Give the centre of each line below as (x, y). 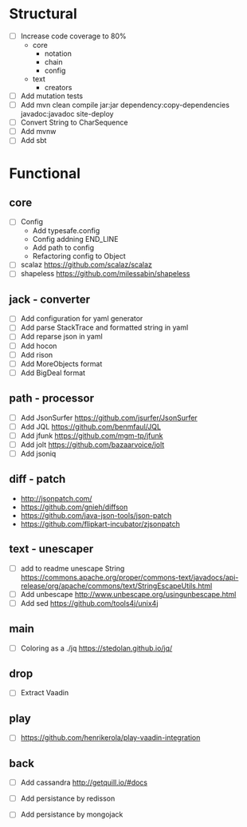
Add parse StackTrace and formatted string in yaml (104, 327)
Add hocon (39, 346)
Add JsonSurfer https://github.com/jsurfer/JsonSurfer (109, 417)
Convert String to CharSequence (74, 123)
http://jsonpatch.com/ (56, 498)
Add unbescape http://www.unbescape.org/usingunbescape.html (128, 594)
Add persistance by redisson (68, 798)
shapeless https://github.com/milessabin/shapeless (105, 274)
